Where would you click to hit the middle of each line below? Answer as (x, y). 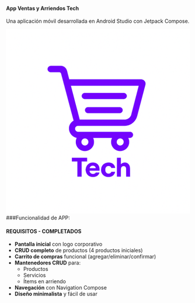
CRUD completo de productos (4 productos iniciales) (79, 250)
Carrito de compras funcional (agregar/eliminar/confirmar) (85, 257)
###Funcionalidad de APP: (38, 218)
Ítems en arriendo (44, 281)
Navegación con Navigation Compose (60, 288)
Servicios (34, 276)
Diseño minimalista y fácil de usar (56, 294)
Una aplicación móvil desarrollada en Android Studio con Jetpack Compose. (98, 21)
